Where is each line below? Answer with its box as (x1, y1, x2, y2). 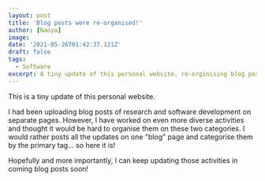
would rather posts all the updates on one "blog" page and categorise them (8, 131, 254, 142)
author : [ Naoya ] (8, 26, 62, 34)
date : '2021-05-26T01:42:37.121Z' (8, 41, 122, 49)
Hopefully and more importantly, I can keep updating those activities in (8, 155, 238, 165)
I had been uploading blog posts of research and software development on (8, 107, 252, 116)
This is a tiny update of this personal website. (8, 91, 155, 101)
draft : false (8, 48, 51, 56)
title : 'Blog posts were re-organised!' (8, 19, 144, 27)
